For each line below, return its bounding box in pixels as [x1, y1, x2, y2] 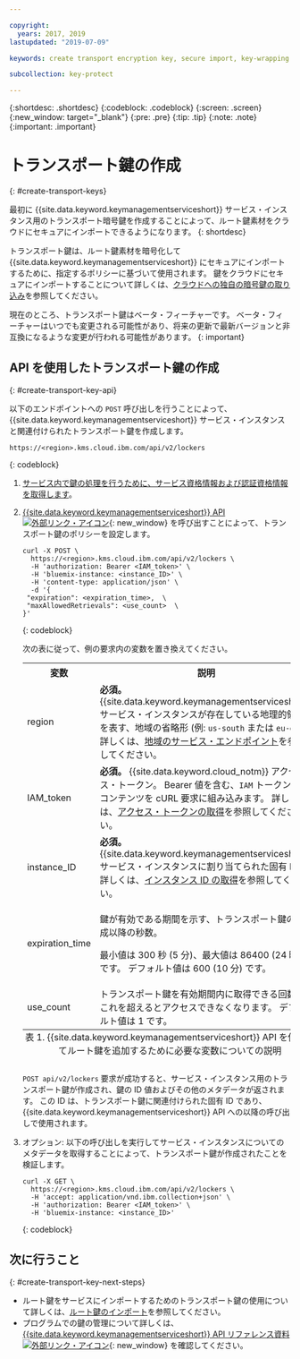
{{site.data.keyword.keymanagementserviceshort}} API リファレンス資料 [21, 1329, 290, 1339]
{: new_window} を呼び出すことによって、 [108, 517, 263, 528]
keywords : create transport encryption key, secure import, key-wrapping [9, 54, 290, 63]
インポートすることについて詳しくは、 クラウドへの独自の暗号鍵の [32, 279, 275, 290]
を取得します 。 [21, 489, 78, 500]
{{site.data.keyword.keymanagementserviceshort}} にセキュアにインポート [9, 257, 286, 268]
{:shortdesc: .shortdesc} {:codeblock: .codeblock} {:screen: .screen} [9, 102, 262, 113]
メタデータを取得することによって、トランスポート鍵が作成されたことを [21, 1148, 287, 1158]
